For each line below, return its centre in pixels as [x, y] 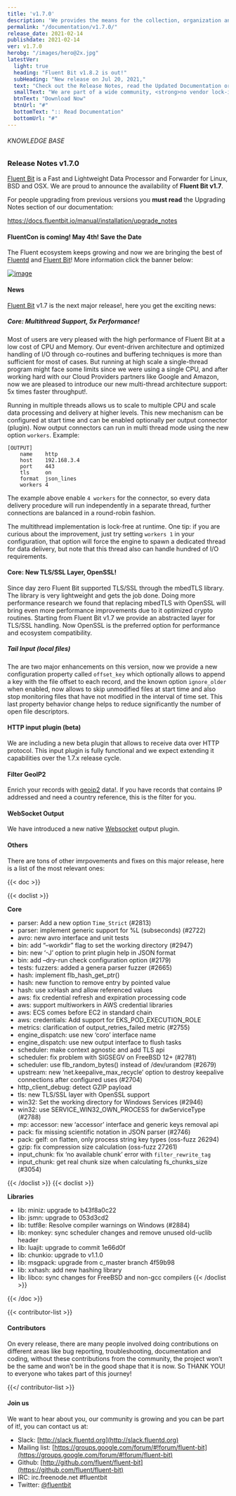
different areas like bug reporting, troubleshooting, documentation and [109, 1351]
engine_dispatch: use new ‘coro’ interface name [87, 1035]
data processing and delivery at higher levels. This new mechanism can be [115, 413]
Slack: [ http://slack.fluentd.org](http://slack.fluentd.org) [98, 1440]
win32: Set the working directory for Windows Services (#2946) [110, 1102]
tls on [36, 472]
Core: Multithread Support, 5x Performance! [74, 321]
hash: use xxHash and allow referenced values [85, 990]
